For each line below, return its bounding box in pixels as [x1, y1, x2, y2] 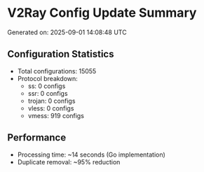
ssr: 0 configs [27, 89, 68, 97]
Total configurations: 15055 [17, 66, 97, 75]
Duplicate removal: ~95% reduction [17, 157, 121, 166]
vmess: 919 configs [27, 111, 84, 120]
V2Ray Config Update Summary [7, 5, 197, 21]
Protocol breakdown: [17, 74, 79, 83]
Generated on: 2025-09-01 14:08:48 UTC [7, 28, 128, 36]
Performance [7, 131, 67, 144]
